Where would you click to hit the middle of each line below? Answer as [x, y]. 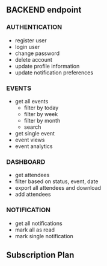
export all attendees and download [58, 188]
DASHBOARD [26, 161]
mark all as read [35, 230]
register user [31, 40]
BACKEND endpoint [44, 10]
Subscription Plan [40, 255]
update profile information [47, 66]
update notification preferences [54, 73]
